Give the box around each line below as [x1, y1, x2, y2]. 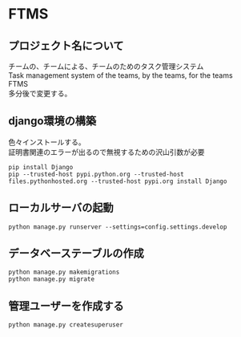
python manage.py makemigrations [8, 268, 120, 277]
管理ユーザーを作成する [8, 298, 124, 313]
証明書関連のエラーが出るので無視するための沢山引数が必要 [8, 147, 205, 156]
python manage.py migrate [8, 275, 94, 283]
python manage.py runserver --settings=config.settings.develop [8, 222, 227, 231]
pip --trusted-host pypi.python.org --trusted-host [8, 170, 184, 178]
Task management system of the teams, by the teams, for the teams [8, 71, 234, 80]
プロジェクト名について [8, 39, 124, 52]
